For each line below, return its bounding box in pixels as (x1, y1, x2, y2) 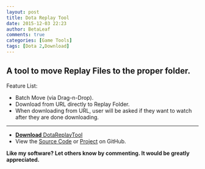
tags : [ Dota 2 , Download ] (6, 43, 70, 50)
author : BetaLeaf (6, 26, 51, 32)
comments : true (6, 32, 45, 38)
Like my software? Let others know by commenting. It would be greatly (6, 149, 190, 157)
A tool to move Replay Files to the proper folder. (6, 66, 191, 77)
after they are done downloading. (15, 113, 99, 121)
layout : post (6, 9, 40, 15)
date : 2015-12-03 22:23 (6, 20, 67, 26)
